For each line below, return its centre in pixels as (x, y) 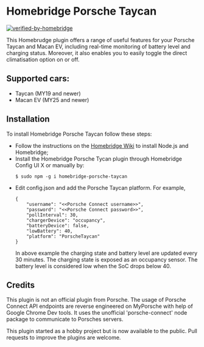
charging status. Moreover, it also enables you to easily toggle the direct (97, 53)
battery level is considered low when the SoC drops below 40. (93, 266)
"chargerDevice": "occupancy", (66, 220)
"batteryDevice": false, (58, 225)
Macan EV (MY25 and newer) (52, 100)
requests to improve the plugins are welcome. (64, 338)
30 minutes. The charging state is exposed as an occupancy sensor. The (106, 259)
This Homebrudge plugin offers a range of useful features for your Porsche (100, 40)
